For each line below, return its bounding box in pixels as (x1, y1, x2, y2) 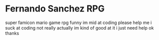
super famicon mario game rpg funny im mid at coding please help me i (5, 19, 152, 25)
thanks (5, 30, 19, 36)
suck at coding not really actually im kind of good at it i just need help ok (5, 24, 154, 30)
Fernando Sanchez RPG (5, 3, 105, 14)
